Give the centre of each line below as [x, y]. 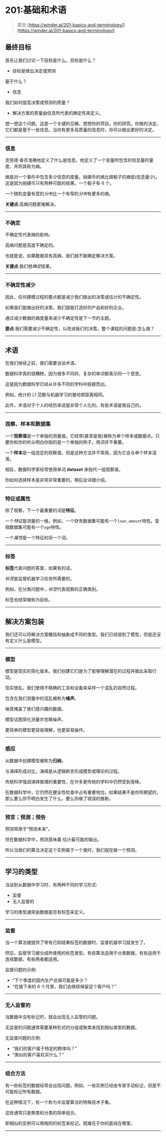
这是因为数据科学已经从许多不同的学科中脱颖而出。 [57, 384]
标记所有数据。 [29, 1091]
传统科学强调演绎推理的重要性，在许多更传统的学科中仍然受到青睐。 [74, 782]
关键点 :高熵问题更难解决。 [32, 204]
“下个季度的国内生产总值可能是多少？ [50, 980]
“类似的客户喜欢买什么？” [38, 1055]
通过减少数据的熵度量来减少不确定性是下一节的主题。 [59, 318]
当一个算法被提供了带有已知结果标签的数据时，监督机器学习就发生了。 [77, 942]
